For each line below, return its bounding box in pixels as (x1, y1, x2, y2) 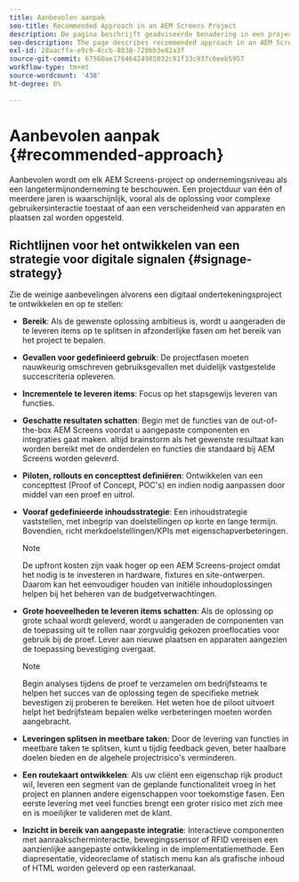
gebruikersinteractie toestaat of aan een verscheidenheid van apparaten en (9, 202, 287, 213)
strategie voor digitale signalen (9, 251, 186, 267)
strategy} (9, 265, 63, 281)
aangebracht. (21, 716, 72, 727)
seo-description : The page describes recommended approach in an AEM (9, 37, 273, 47)
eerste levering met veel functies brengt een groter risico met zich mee (21, 798, 283, 809)
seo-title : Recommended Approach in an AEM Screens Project (9, 21, 238, 30)
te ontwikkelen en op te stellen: (9, 299, 124, 309)
